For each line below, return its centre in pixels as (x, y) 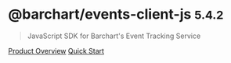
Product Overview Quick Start (56, 51)
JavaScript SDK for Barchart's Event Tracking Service (114, 36)
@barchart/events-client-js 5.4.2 (116, 14)
